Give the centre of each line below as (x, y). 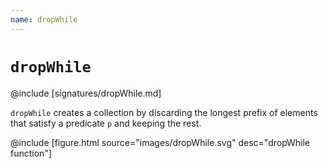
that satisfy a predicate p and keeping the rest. (106, 123)
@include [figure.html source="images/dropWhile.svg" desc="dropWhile (160, 142)
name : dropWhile (44, 19)
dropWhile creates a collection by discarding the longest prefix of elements (164, 112)
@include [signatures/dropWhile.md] (86, 93)
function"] (31, 153)
